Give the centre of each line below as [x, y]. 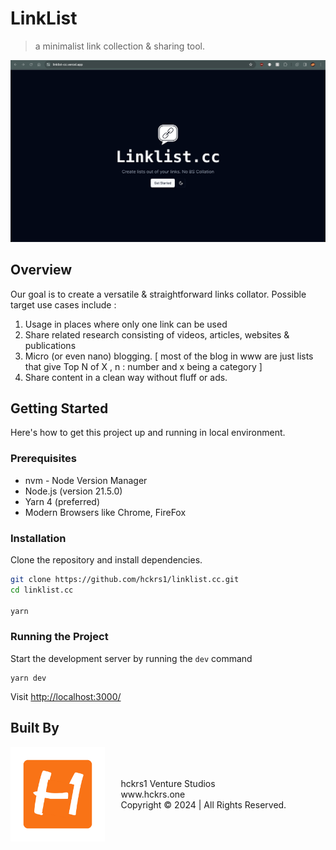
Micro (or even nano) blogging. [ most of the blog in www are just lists [169, 356]
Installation [38, 538]
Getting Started [59, 408]
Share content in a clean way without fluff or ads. [126, 377]
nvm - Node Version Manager [86, 480]
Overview [41, 270]
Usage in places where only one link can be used [126, 324]
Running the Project [59, 637]
